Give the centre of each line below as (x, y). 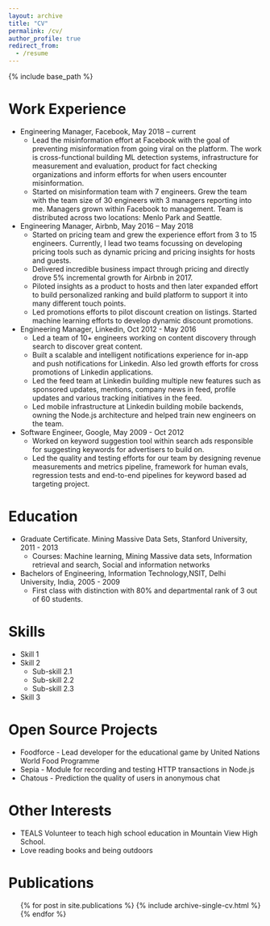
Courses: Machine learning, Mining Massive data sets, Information (142, 556)
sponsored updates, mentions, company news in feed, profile (134, 389)
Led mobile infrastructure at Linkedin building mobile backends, (138, 406)
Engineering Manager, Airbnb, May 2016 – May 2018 (106, 226)
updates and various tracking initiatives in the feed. (117, 398)
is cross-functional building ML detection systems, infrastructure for (145, 157)
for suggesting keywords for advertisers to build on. (118, 449)
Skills (27, 632)
